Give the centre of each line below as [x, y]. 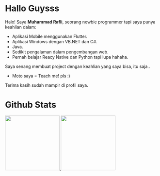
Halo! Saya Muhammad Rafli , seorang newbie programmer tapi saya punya [80, 22]
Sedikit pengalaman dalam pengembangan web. [60, 52]
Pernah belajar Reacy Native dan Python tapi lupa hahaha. [70, 57]
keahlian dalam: [21, 27]
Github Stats [31, 105]
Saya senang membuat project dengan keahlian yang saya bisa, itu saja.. [78, 66]
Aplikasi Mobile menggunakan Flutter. [50, 36]
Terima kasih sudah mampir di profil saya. [47, 85]
